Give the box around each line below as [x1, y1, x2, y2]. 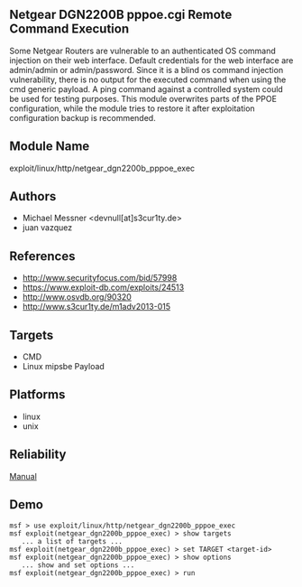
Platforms [9, 387, 66, 403]
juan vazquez [22, 222, 73, 233]
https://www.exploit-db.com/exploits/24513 [22, 282, 185, 293]
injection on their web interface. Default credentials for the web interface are [9, 54, 294, 66]
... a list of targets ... [21, 536, 124, 545]
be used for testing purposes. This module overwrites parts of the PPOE [9, 93, 278, 104]
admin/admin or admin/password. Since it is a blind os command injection [9, 64, 284, 75]
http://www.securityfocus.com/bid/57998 [22, 273, 178, 284]
